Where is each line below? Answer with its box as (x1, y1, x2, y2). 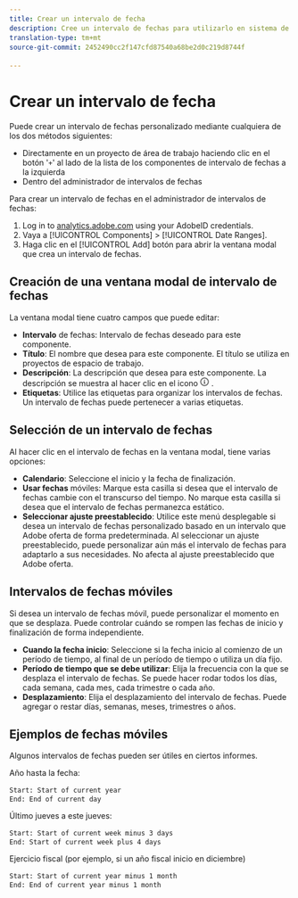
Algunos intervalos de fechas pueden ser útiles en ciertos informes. (9, 750, 259, 762)
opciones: (9, 456, 46, 466)
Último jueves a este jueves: (9, 811, 112, 821)
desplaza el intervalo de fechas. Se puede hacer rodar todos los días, (21, 672, 277, 683)
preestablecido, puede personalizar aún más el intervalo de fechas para (21, 540, 287, 550)
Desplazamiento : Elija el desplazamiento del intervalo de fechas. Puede (21, 691, 287, 702)
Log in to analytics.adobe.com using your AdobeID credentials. (21, 220, 254, 231)
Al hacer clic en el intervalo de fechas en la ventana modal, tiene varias (9, 446, 271, 457)
